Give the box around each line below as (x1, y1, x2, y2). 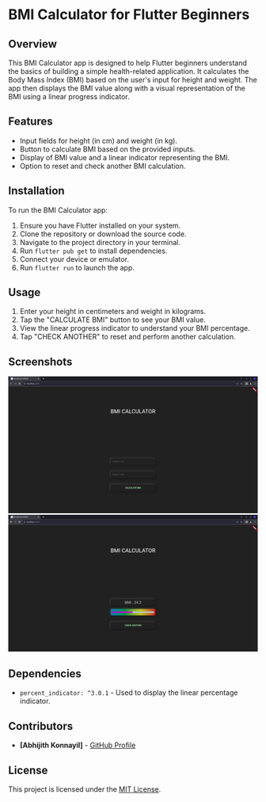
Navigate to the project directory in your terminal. (19, 237, 180, 247)
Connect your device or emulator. (19, 254, 129, 263)
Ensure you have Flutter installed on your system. (19, 221, 181, 230)
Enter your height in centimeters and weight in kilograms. (19, 307, 207, 317)
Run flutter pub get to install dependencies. (19, 246, 168, 255)
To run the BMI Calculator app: (8, 205, 108, 215)
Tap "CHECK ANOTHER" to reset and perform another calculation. (19, 332, 236, 342)
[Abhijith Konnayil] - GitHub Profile (19, 740, 136, 750)
